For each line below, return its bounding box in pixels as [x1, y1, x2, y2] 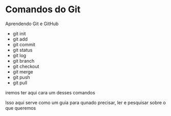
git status [12, 47, 33, 53]
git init [12, 30, 26, 36]
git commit [12, 41, 36, 47]
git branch [12, 57, 35, 64]
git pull [12, 80, 27, 86]
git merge [12, 68, 33, 75]
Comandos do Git [5, 4, 81, 15]
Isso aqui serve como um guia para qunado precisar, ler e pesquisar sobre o [5, 99, 166, 106]
